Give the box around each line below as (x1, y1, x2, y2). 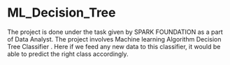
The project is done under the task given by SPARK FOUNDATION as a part (7, 28, 224, 36)
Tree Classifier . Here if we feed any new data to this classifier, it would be (7, 42, 221, 50)
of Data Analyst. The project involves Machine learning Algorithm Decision (7, 35, 222, 43)
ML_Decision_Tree (7, 5, 116, 21)
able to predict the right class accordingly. (7, 50, 129, 58)
